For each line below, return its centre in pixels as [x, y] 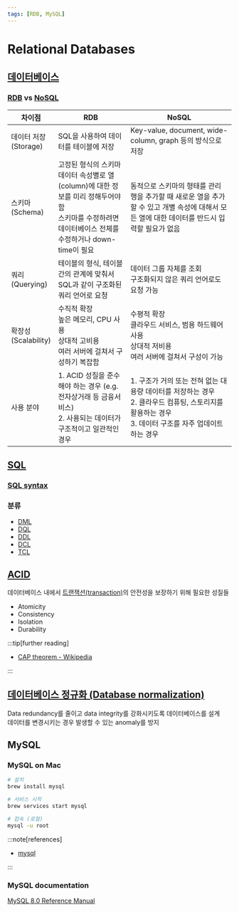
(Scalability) [31, 340]
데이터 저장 [28, 137]
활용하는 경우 [151, 412]
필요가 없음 [163, 229]
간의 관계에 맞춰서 [86, 273]
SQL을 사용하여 [83, 136]
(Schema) [27, 212]
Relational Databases [71, 49]
